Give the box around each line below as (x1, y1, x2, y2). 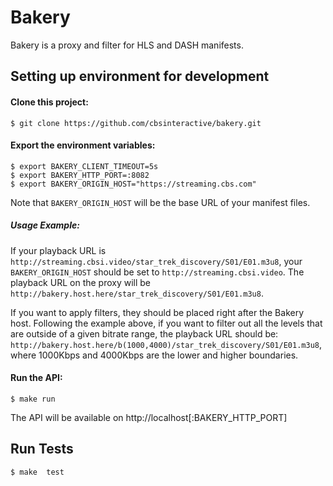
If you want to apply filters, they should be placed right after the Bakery (10, 306, 305, 318)
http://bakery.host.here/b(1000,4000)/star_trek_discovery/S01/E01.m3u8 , (10, 338, 323, 350)
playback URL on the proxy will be (10, 276, 152, 288)
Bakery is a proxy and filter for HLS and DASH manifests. (10, 39, 244, 51)
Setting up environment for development (10, 68, 270, 85)
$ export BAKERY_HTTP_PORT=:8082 (10, 170, 150, 180)
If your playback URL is (10, 244, 107, 256)
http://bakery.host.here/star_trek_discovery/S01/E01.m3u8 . (10, 287, 264, 299)
